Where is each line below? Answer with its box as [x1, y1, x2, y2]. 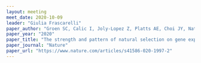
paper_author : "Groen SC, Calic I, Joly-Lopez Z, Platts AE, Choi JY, [6, 25, 186, 32]
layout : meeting [6, 8, 47, 15]
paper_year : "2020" [6, 31, 55, 37]
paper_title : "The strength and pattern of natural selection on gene [6, 37, 186, 43]
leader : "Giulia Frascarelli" [6, 20, 82, 26]
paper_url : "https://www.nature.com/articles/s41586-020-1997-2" [6, 48, 172, 54]
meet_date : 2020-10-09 [6, 14, 63, 20]
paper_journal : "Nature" [6, 43, 68, 49]
